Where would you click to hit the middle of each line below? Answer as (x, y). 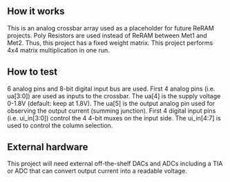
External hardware (48, 147)
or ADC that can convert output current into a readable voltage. (97, 171)
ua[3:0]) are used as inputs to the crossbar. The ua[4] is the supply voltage (114, 95)
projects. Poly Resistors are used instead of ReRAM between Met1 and (107, 35)
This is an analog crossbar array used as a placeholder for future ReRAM (111, 28)
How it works (36, 11)
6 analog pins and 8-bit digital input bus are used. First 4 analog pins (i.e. (111, 89)
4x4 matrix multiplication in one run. (59, 50)
